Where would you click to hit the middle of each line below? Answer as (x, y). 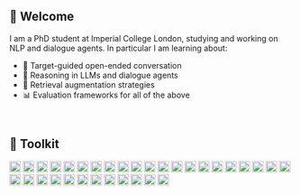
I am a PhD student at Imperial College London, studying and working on (144, 38)
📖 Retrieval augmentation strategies (88, 84)
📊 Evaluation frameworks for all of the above (106, 95)
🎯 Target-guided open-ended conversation (102, 65)
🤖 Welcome (42, 17)
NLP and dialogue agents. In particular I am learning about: (118, 48)
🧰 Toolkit (35, 144)
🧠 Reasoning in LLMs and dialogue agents (100, 75)
